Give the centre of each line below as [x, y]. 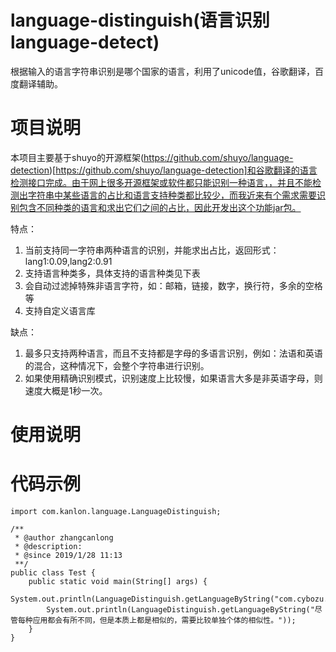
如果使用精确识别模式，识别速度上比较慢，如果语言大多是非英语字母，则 [173, 378]
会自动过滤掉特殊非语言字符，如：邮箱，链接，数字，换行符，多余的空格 [173, 285]
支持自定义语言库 [60, 310]
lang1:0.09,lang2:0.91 [68, 261]
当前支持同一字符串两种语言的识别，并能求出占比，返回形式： [152, 250]
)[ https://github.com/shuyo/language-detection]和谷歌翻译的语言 [183, 170]
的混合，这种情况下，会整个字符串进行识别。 [117, 365]
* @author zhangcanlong [64, 538]
